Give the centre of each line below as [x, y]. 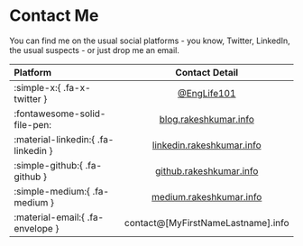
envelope [34, 228]
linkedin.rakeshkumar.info [207, 145]
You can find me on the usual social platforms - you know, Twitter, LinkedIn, [150, 41]
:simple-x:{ [37, 87]
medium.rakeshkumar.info [207, 196]
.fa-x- [77, 87]
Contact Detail [207, 72]
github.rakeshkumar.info [207, 170]
